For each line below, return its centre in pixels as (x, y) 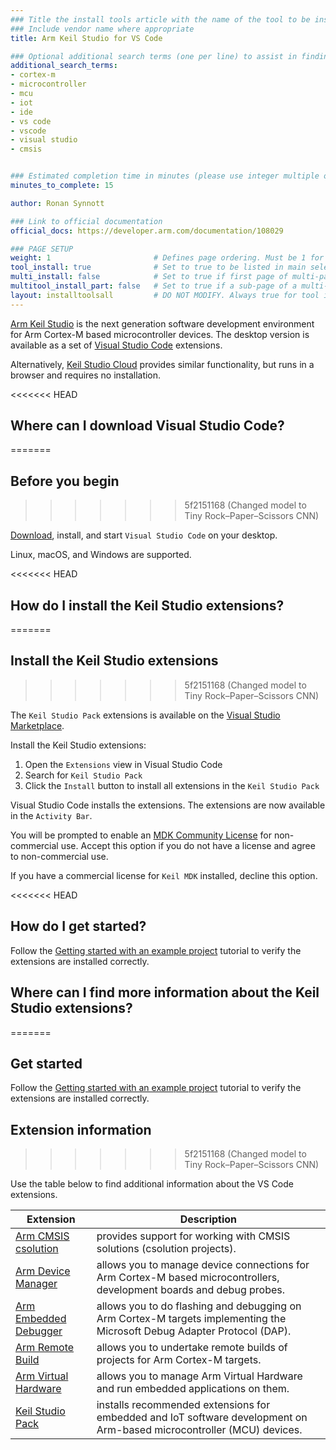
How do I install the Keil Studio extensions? (147, 605)
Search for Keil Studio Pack (83, 775)
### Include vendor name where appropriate (102, 29)
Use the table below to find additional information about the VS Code (152, 1184)
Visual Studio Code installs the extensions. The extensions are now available (168, 805)
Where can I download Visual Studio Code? (147, 426)
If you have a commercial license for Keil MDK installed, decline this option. (164, 875)
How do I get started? (78, 926)
